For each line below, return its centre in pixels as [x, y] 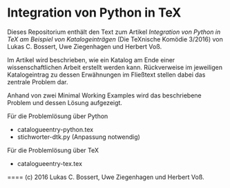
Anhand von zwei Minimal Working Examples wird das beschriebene [104, 95]
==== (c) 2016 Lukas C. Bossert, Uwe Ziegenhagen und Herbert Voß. [106, 177]
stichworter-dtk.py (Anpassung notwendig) [78, 137]
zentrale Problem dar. [38, 82]
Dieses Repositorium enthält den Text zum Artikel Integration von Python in [114, 32]
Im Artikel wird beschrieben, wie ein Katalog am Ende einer [91, 59]
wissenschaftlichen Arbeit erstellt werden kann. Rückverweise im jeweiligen [115, 67]
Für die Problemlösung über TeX [53, 150]
